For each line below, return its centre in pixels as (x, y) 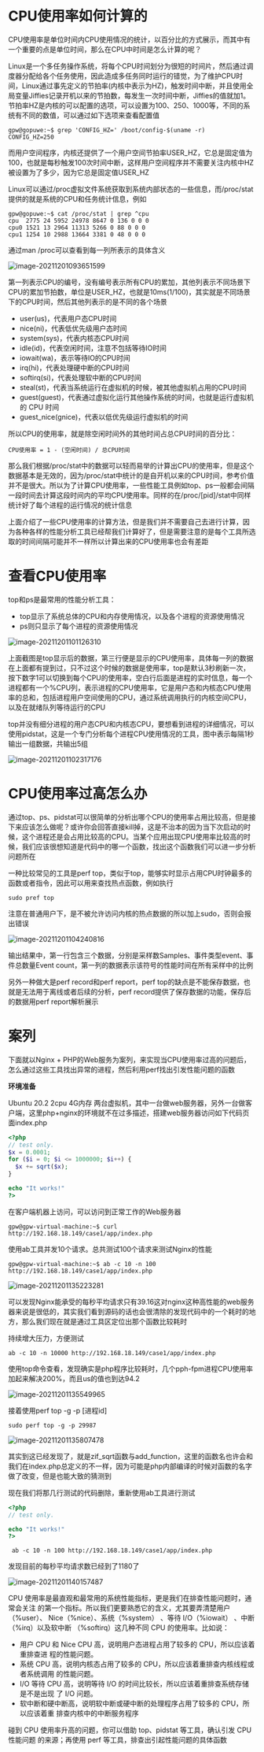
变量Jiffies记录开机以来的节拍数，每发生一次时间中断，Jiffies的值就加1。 (132, 95)
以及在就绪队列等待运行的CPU (57, 707)
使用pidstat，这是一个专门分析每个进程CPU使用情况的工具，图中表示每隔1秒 (131, 734)
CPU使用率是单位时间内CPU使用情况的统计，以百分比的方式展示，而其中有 (130, 39)
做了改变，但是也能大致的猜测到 (60, 1476)
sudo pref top (31, 898)
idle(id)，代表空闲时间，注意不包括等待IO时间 (93, 348)
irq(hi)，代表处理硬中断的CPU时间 (74, 368)
